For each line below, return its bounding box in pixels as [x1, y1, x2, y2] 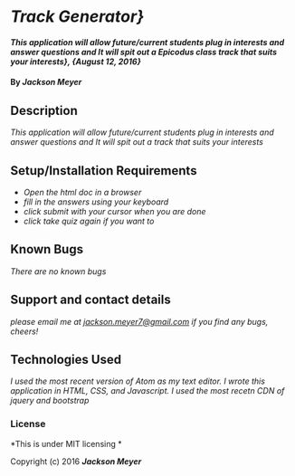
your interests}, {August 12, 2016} [10, 56, 141, 67]
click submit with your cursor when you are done [23, 206, 206, 216]
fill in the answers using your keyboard [23, 196, 169, 207]
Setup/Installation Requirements [10, 163, 197, 178]
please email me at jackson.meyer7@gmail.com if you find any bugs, [10, 316, 269, 327]
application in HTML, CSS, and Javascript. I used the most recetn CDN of [10, 386, 285, 396]
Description [10, 102, 78, 119]
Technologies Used [10, 352, 121, 367]
